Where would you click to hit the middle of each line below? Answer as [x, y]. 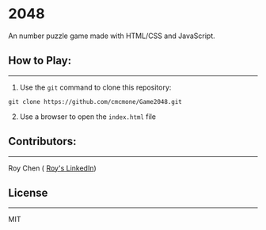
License [28, 192]
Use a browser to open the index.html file [88, 117]
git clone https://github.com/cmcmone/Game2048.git [95, 102]
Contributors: [42, 142]
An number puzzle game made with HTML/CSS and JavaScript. [112, 36]
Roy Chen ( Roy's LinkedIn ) [52, 168]
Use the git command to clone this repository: [95, 87]
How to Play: [40, 61]
